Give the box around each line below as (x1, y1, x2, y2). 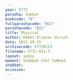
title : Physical (5, 30, 39, 35)
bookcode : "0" (5, 16, 35, 21)
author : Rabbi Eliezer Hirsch (5, 35, 68, 40)
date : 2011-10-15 (5, 40, 41, 45)
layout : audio (5, 53, 35, 59)
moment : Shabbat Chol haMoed (5, 58, 66, 63)
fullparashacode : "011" (5, 21, 55, 26)
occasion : (5, 68, 26, 73)
